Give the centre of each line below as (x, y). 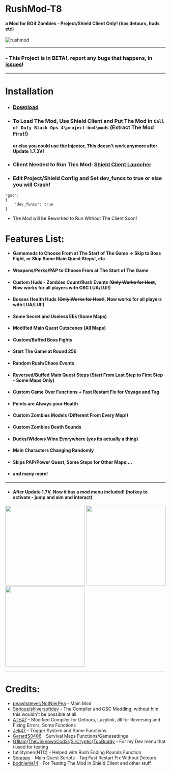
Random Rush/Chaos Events (44, 363)
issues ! (15, 64)
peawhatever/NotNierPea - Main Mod (52, 704)
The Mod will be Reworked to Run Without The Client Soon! (75, 218)
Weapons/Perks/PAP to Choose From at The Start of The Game (80, 270)
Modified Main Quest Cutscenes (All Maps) (59, 328)
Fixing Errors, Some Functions (44, 725)
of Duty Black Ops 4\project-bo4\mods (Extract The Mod (83, 127)
